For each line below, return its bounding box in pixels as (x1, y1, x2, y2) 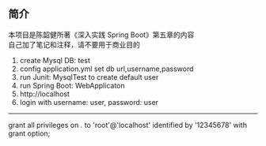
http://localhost (19, 89, 70, 99)
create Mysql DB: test (19, 55, 91, 65)
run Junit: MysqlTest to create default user (19, 72, 159, 81)
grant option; (8, 129, 51, 138)
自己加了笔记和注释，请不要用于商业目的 (8, 39, 140, 49)
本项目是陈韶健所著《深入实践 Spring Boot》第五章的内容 (8, 30, 195, 39)
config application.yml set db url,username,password (19, 64, 194, 73)
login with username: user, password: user (19, 97, 159, 107)
